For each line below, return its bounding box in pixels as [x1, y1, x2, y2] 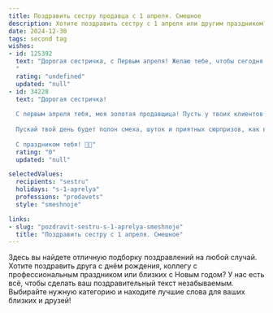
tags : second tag [8, 34, 67, 43]
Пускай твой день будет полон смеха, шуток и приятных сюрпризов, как [15, 125, 260, 133]
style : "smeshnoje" [15, 200, 82, 208]
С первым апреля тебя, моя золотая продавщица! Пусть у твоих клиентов [15, 111, 264, 119]
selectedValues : [8, 170, 63, 179]
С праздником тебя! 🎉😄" [15, 140, 96, 149]
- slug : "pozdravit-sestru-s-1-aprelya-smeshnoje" [8, 223, 184, 231]
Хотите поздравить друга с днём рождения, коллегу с [8, 261, 197, 271]
